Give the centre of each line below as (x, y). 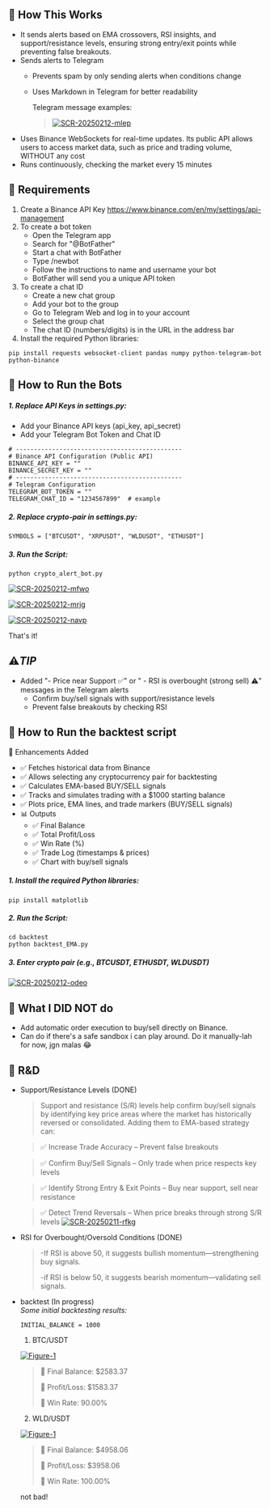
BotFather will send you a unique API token (103, 278)
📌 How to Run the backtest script (93, 733)
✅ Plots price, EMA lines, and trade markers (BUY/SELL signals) (126, 804)
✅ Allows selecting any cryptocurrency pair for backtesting (118, 777)
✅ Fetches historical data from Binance (85, 767)
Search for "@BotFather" (74, 244)
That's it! (23, 635)
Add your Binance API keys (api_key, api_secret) (100, 426)
